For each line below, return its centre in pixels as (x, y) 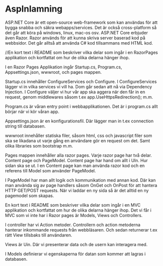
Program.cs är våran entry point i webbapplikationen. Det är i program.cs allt (81, 106)
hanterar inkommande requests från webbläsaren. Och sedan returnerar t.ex (81, 230)
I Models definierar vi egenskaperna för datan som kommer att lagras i (75, 254)
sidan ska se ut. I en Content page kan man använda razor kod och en (75, 166)
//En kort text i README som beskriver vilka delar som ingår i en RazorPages (81, 52)
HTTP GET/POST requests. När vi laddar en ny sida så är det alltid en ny (77, 190)
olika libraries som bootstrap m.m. (39, 146)
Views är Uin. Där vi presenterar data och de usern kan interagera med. (76, 244)
